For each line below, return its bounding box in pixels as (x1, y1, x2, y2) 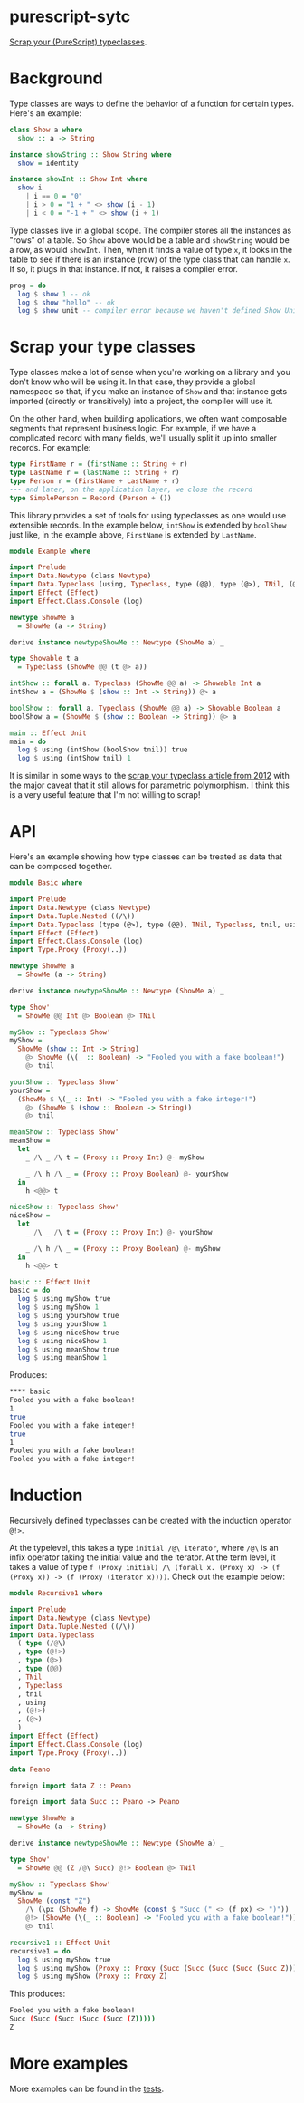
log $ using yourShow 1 (17, 1319, 107, 1329)
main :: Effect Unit (9, 728, 88, 738)
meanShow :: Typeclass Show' (9, 1128, 119, 1137)
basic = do (9, 1285, 51, 1295)
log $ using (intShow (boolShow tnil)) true (17, 745, 188, 754)
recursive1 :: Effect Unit (9, 1938, 111, 1947)
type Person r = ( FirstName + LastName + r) (9, 476, 180, 486)
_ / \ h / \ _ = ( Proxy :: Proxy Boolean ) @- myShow (25, 1244, 221, 1253)
